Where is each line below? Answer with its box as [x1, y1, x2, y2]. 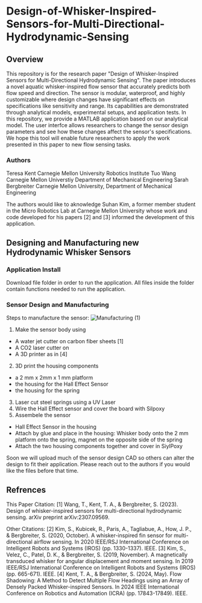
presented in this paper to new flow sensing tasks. [6, 141, 131, 148]
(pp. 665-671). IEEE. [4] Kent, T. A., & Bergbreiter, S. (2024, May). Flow [6, 570, 182, 578]
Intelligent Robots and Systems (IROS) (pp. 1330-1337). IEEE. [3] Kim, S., [6, 545, 186, 552]
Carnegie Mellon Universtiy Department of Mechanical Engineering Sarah [6, 176, 189, 183]
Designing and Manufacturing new [6, 237, 139, 248]
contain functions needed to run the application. [6, 285, 126, 292]
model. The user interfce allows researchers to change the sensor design [6, 122, 189, 128]
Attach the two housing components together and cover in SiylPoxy [14, 443, 183, 450]
